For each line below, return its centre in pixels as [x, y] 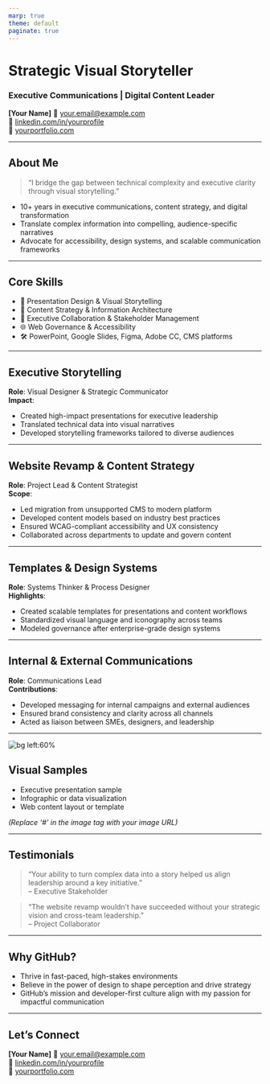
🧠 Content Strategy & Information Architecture [96, 310]
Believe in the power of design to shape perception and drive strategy [135, 985]
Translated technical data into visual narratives [97, 425]
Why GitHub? [43, 957]
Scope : [20, 494]
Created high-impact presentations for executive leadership [119, 416]
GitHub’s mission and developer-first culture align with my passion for [135, 993]
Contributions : [33, 689]
